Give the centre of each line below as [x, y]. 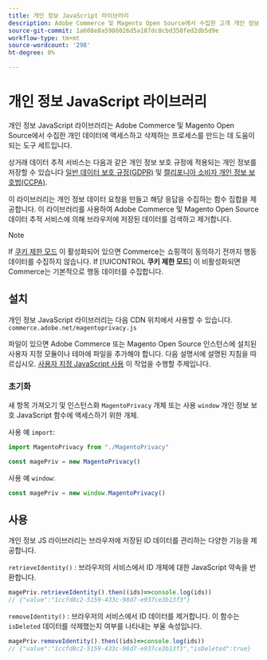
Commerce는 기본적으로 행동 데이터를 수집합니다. [86, 271]
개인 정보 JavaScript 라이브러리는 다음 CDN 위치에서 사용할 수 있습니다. [120, 319]
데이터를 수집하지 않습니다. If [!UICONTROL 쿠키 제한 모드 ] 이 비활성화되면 [124, 261]
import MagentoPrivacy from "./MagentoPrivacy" [89, 448]
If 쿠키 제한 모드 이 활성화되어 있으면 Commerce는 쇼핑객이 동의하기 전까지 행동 [133, 251]
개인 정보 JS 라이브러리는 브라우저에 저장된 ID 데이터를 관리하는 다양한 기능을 [129, 540]
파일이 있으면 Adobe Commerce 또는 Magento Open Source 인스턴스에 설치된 [133, 343]
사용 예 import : [32, 433]
